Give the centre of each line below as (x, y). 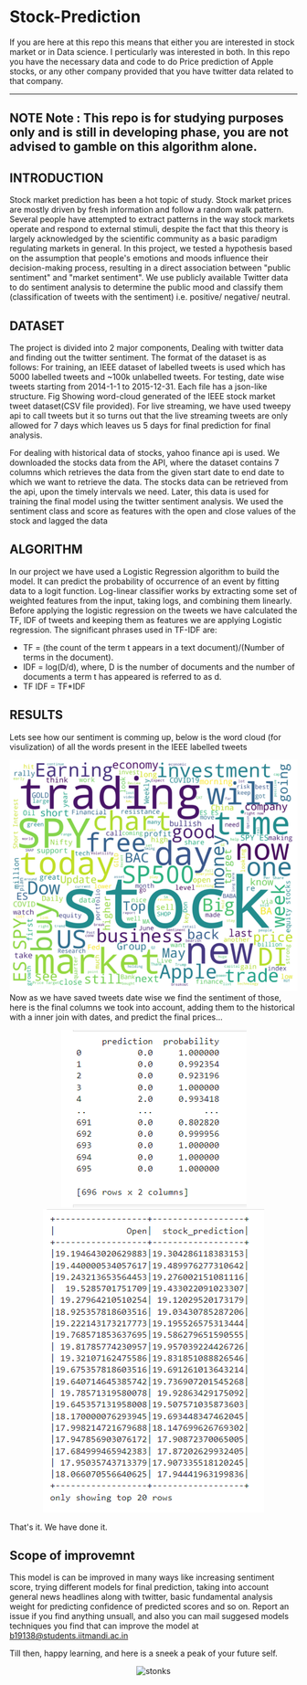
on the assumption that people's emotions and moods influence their (139, 259)
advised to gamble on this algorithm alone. (133, 147)
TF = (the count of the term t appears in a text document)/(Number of (153, 647)
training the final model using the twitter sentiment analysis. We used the (147, 501)
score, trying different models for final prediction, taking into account (139, 1587)
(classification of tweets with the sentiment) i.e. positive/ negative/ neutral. (150, 297)
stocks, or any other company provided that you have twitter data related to (152, 71)
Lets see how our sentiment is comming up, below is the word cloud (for (145, 737)
